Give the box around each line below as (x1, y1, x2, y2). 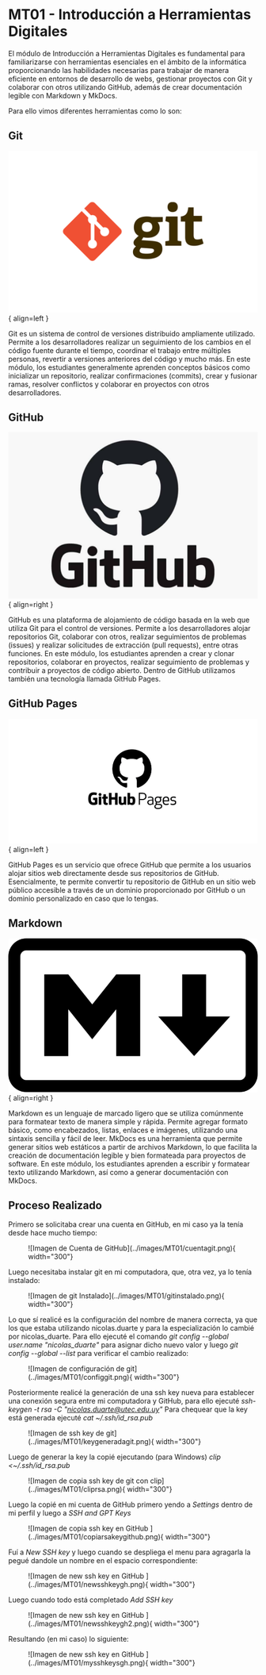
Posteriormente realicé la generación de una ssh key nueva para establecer (8, 1388, 255, 1397)
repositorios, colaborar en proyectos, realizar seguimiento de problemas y (8, 657, 249, 667)
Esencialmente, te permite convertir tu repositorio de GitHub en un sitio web (8, 877, 256, 886)
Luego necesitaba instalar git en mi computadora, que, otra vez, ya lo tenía (8, 1267, 252, 1277)
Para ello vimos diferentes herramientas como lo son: (8, 106, 182, 116)
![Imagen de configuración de (28, 1364, 125, 1373)
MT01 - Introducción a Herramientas (8, 6, 252, 24)
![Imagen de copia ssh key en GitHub (28, 1523, 149, 1533)
